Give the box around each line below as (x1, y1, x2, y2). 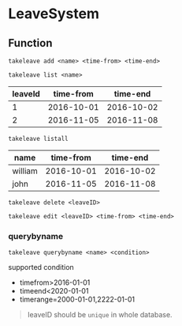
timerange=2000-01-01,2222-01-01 (19, 294, 136, 305)
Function (8, 36, 53, 50)
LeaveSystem (8, 5, 100, 23)
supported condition (8, 263, 75, 272)
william (12, 165, 38, 176)
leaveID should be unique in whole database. (27, 310, 173, 320)
